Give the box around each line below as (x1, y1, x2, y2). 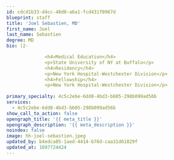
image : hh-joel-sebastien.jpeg (6, 133, 86, 139)
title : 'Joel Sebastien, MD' (6, 20, 81, 26)
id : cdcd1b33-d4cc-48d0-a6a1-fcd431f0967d (6, 9, 116, 15)
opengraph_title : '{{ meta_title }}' (6, 116, 103, 122)
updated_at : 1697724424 (6, 144, 67, 150)
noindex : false (6, 127, 45, 134)
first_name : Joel (6, 26, 51, 32)
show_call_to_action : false (6, 110, 78, 116)
